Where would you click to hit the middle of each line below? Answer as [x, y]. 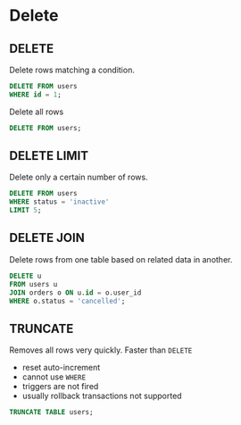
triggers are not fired [60, 387]
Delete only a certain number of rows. [79, 177]
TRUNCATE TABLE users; [51, 412]
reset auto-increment [61, 368]
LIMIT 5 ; [25, 211]
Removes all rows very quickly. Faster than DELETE [101, 350]
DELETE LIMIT [49, 156]
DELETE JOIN [47, 238]
